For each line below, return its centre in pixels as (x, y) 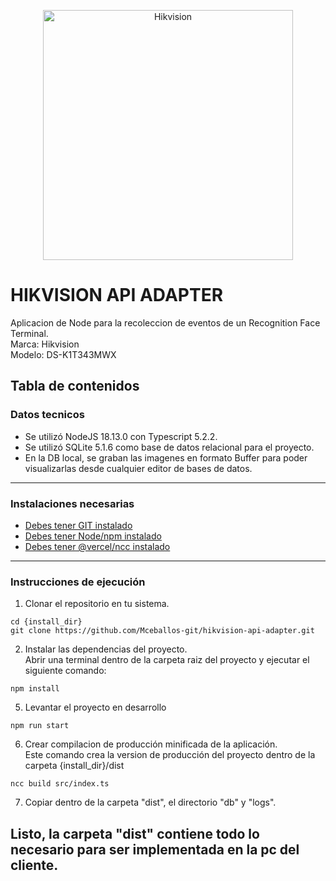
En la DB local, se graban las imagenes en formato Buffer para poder (166, 457)
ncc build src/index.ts (60, 784)
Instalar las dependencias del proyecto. (106, 649)
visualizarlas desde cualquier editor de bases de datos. (138, 468)
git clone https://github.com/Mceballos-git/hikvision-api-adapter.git (162, 631)
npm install (35, 689)
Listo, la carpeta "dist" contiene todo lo (135, 833)
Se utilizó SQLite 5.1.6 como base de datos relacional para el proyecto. (169, 447)
